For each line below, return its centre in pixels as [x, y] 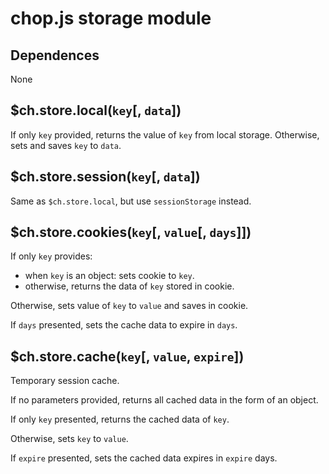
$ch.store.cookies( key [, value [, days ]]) [131, 232]
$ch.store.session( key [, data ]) [105, 177]
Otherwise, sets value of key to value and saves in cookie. [129, 306]
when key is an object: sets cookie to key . [109, 276]
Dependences [55, 55]
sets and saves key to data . [66, 145]
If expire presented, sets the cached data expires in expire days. [144, 458]
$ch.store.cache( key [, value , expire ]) [127, 356]
